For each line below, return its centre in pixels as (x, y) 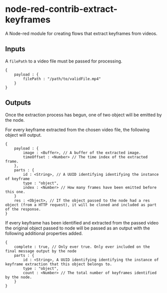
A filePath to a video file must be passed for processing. (64, 61)
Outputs (18, 103)
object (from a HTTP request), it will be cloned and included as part (81, 205)
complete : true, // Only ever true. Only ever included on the (82, 247)
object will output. (24, 135)
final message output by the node (41, 251)
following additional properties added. (44, 233)
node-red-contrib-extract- (61, 9)
